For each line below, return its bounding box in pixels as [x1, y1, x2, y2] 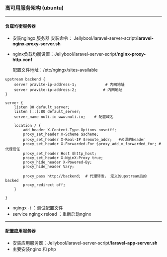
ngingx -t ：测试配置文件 [12, 205, 63, 211]
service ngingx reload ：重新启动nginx [12, 211, 91, 217]
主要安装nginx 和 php [12, 246, 56, 252]
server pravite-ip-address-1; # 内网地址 [14, 82, 125, 87]
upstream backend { [5, 77, 46, 82]
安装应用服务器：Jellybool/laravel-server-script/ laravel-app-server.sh [12, 240, 158, 246]
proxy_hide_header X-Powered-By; [23, 160, 92, 165]
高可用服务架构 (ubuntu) [5, 4, 64, 11]
